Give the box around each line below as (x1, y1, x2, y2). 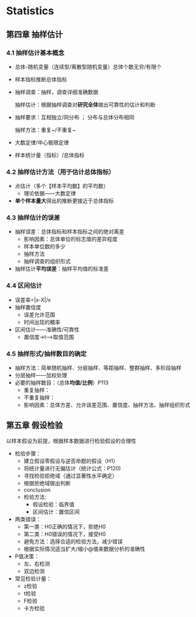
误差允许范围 (23, 311, 55, 318)
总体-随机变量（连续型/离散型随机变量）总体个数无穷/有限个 (14, 63, 162, 70)
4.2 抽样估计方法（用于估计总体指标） (6, 167, 115, 176)
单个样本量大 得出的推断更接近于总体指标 (14, 197, 114, 204)
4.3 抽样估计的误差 (6, 214, 61, 222)
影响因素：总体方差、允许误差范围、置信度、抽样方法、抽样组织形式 (23, 401, 191, 409)
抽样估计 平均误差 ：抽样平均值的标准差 (14, 265, 109, 273)
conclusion (23, 486, 51, 493)
